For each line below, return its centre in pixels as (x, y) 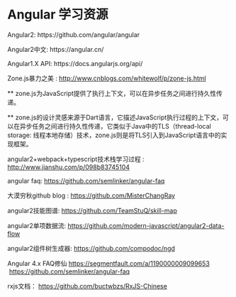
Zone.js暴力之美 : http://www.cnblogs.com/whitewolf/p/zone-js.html (107, 78)
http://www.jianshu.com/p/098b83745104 (68, 167)
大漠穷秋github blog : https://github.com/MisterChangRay (91, 195)
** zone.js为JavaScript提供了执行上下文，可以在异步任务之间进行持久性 (112, 93)
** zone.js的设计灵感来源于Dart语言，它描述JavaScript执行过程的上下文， (115, 117)
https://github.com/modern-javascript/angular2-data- (146, 225)
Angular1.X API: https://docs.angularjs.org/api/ (75, 63)
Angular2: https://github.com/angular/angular (74, 34)
